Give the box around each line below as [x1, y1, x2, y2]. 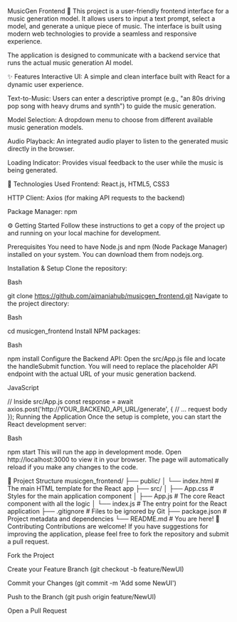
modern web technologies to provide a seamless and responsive [7, 29, 197, 38]
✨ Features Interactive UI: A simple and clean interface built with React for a [7, 72, 230, 81]
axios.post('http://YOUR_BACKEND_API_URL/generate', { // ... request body [7, 405, 228, 413]
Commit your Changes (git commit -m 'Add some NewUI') [7, 578, 177, 587]
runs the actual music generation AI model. [7, 58, 134, 67]
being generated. [7, 166, 58, 174]
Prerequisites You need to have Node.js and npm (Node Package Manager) [7, 243, 228, 251]
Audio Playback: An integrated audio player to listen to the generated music [7, 137, 229, 146]
